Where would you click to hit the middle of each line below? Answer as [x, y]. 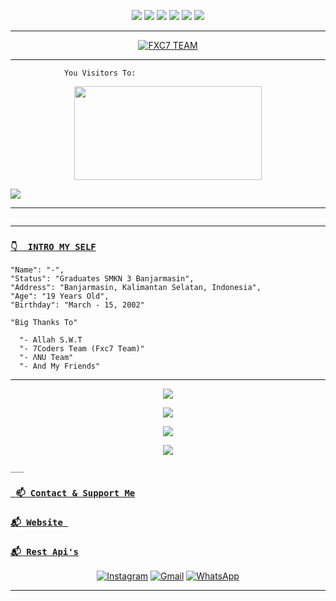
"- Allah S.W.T [51, 340]
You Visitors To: [100, 73]
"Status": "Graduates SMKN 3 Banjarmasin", [102, 279]
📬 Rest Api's [44, 552]
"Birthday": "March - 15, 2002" [77, 305]
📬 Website [36, 523]
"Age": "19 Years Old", [60, 296]
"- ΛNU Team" [46, 358]
